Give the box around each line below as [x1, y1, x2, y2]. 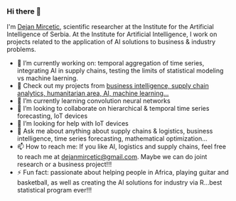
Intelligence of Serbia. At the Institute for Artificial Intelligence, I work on [6, 30, 218, 38]
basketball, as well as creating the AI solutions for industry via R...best [16, 178, 222, 187]
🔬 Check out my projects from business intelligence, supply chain [16, 82, 209, 90]
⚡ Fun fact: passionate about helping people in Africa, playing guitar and [16, 168, 229, 177]
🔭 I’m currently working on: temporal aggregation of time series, [16, 59, 205, 67]
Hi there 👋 [6, 6, 42, 16]
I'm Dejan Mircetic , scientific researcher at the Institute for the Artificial [6, 23, 214, 31]
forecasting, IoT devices [16, 112, 88, 120]
